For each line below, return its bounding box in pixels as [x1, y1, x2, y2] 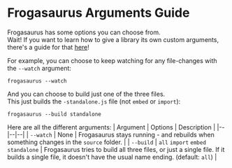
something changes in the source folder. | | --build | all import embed [7, 138, 206, 146]
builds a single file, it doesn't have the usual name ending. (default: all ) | [7, 153, 217, 161]
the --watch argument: [7, 64, 72, 72]
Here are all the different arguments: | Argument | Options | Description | [7, 122, 216, 131]
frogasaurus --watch [7, 77, 68, 85]
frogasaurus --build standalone [7, 111, 101, 118]
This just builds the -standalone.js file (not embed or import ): [7, 97, 181, 106]
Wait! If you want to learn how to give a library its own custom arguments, [7, 35, 219, 43]
